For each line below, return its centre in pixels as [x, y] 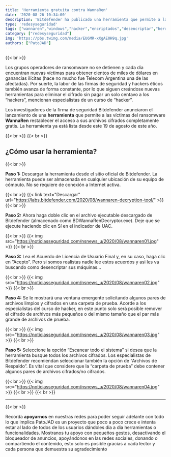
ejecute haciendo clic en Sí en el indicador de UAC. [59, 226]
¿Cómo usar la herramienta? [51, 152]
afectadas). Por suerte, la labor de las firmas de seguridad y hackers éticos [84, 83]
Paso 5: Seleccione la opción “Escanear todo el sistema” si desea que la [81, 350]
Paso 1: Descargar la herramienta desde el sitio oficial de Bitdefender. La [81, 174]
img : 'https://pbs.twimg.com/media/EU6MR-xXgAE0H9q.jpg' [67, 39]
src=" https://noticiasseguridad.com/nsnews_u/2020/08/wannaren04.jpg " [82, 386]
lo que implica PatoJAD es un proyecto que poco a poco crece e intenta [81, 422]
